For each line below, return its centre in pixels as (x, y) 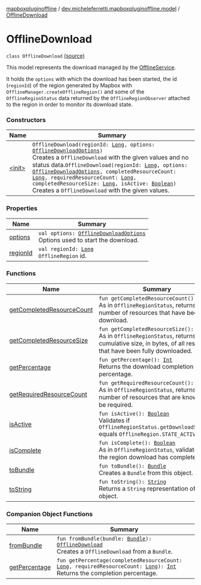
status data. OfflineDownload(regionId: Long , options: (110, 165)
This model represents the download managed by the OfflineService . (91, 67)
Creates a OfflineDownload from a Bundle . (115, 551)
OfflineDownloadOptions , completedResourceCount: (104, 172)
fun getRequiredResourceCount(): (146, 383)
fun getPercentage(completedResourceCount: (119, 560)
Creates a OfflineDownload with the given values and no (110, 157)
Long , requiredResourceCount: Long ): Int (116, 566)
